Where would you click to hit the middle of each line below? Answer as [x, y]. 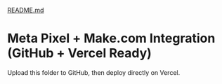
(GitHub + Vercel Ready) [80, 54]
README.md [26, 10]
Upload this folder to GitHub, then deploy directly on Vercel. [94, 72]
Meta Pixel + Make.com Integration [111, 38]
